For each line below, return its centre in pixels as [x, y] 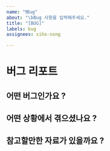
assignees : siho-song [34, 35]
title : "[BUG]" [25, 23]
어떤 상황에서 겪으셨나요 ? [52, 119]
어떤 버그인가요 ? [36, 96]
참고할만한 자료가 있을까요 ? [55, 141]
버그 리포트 [32, 72]
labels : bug [21, 29]
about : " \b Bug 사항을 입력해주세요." [48, 18]
